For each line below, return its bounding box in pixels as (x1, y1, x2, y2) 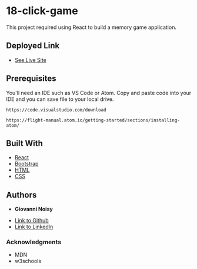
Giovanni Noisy (14, 205, 53, 213)
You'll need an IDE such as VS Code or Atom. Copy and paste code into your (6, 89, 192, 96)
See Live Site (14, 56, 47, 63)
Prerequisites (6, 74, 56, 84)
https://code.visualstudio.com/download (6, 107, 107, 113)
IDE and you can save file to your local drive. (6, 96, 114, 103)
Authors (6, 190, 37, 200)
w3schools (14, 258, 42, 265)
